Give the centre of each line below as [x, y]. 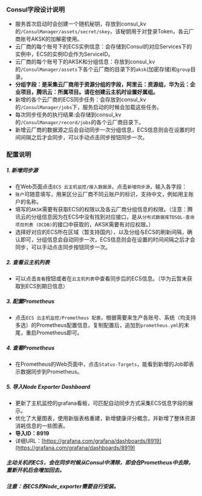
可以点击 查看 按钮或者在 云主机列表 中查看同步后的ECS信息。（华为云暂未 [101, 279]
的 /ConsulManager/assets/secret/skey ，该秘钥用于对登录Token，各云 [102, 31]
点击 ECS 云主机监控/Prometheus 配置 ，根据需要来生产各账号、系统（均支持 [106, 318]
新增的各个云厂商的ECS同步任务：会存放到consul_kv [80, 100]
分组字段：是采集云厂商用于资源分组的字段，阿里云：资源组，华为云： [103, 84]
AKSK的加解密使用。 [57, 39]
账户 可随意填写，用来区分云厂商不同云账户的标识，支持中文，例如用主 [102, 194]
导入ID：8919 [32, 434]
